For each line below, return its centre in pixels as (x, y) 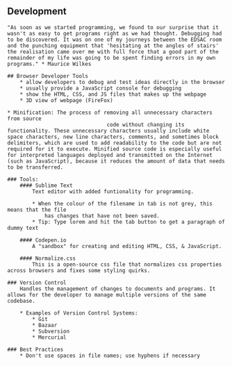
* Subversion (51, 331)
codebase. (22, 301)
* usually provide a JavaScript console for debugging (101, 88)
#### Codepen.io (43, 240)
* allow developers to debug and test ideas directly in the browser (123, 82)
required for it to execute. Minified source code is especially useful (115, 149)
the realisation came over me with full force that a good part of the (113, 51)
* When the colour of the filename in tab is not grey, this (123, 203)
